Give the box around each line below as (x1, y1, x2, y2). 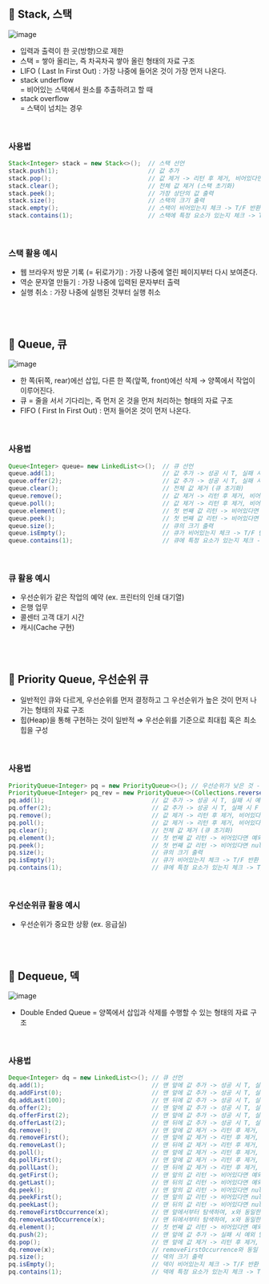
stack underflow (19, 75, 74, 84)
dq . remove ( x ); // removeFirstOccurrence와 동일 (8, 1245, 259, 1254)
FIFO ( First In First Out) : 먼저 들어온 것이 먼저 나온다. (19, 406, 191, 416)
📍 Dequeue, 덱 (8, 969, 80, 983)
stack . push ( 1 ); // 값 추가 (8, 167, 179, 175)
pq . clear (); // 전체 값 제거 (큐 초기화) (8, 826, 234, 835)
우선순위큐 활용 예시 (8, 900, 81, 911)
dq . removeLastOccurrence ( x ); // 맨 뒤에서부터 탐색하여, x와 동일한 (8, 1216, 262, 1224)
